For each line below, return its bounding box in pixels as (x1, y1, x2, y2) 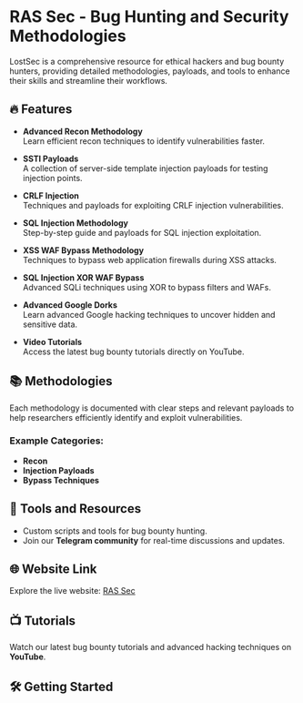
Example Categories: (9, 434, 105, 447)
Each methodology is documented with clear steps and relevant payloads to (9, 402, 294, 413)
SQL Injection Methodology (22, 217, 129, 229)
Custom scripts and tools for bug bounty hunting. (22, 525, 207, 536)
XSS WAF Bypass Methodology (22, 244, 144, 256)
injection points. (22, 172, 84, 183)
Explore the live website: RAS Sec (9, 586, 136, 596)
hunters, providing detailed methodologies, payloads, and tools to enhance (9, 66, 290, 76)
